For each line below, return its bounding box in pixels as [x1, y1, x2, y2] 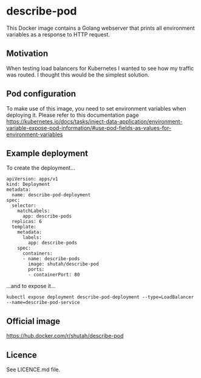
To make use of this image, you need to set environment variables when [6, 105, 186, 112]
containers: [22, 250, 53, 256]
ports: [28, 266, 45, 273]
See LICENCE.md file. [6, 366, 61, 373]
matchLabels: [17, 208, 50, 214]
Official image [6, 316, 61, 326]
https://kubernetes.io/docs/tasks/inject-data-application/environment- [6, 117, 183, 125]
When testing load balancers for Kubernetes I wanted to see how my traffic [6, 64, 194, 72]
